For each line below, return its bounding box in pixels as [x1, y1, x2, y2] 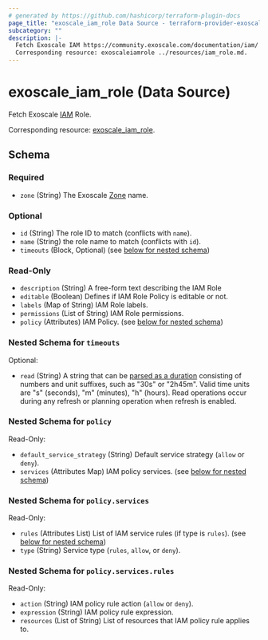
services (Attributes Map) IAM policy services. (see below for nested [19, 466, 247, 476]
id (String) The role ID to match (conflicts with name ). [19, 228, 192, 238]
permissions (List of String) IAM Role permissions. [19, 309, 184, 318]
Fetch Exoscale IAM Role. [8, 109, 92, 119]
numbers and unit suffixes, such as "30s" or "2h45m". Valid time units [19, 379, 250, 389]
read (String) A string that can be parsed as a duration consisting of [19, 370, 242, 380]
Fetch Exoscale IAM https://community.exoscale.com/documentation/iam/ [15, 41, 259, 49]
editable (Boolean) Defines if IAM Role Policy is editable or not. [19, 292, 229, 302]
